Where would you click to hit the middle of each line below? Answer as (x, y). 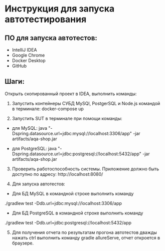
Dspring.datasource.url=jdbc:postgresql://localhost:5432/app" (76, 154)
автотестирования (46, 19)
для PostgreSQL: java (34, 148)
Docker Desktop (29, 60)
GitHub (19, 66)
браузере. (23, 243)
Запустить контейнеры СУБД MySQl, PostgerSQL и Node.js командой (86, 103)
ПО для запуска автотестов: (51, 38)
